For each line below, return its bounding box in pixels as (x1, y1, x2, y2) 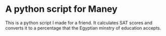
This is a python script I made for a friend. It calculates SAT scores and (5, 20, 153, 26)
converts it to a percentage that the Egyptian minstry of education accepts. (5, 25, 161, 31)
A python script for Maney (5, 3, 118, 15)
